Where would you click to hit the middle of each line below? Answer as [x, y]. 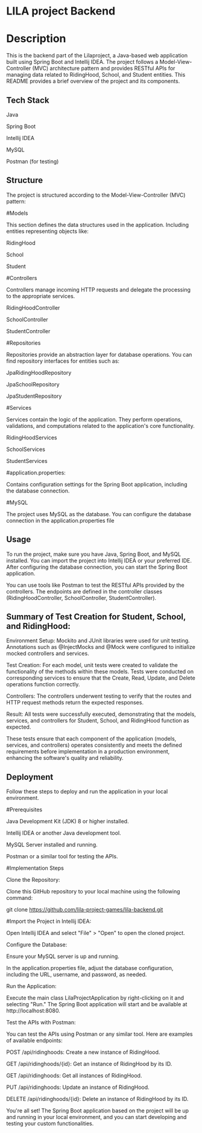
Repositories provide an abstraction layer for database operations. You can [99, 354]
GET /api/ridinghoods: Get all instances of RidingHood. [74, 1076]
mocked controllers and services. [48, 654]
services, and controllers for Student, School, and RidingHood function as [98, 721]
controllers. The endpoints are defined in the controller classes [84, 591]
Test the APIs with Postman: [41, 1023]
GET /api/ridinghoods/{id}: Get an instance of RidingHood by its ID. [89, 1064]
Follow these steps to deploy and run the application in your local [87, 791]
